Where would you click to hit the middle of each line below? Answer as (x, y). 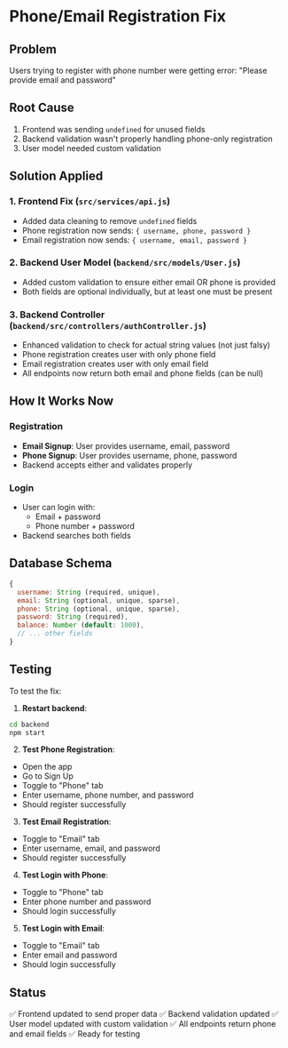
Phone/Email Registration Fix (117, 16)
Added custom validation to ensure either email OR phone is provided (149, 282)
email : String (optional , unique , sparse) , (98, 600)
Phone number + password (85, 526)
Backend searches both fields (76, 536)
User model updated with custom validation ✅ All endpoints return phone (143, 1024)
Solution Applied (56, 176)
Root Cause (42, 108)
